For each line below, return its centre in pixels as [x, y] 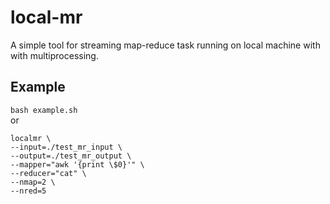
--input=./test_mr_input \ [66, 147]
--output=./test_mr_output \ [71, 156]
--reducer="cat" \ [48, 173]
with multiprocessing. [54, 55]
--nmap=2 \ [33, 182]
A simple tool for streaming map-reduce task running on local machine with [165, 45]
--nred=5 [28, 191]
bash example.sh [44, 110]
